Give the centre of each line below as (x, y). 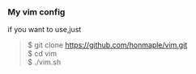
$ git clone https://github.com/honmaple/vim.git (107, 45)
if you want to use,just (45, 30)
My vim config (36, 12)
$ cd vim (42, 54)
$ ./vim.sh (44, 62)
